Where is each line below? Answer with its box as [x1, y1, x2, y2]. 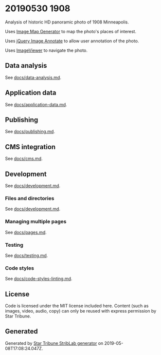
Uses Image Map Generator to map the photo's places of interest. [5, 28, 137, 34]
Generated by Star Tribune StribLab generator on [5, 340, 104, 346]
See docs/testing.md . [5, 252, 48, 258]
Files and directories [5, 195, 54, 201]
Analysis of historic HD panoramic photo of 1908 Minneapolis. [5, 19, 129, 25]
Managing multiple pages [5, 218, 67, 225]
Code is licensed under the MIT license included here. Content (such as [5, 303, 149, 309]
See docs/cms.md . [5, 156, 43, 161]
